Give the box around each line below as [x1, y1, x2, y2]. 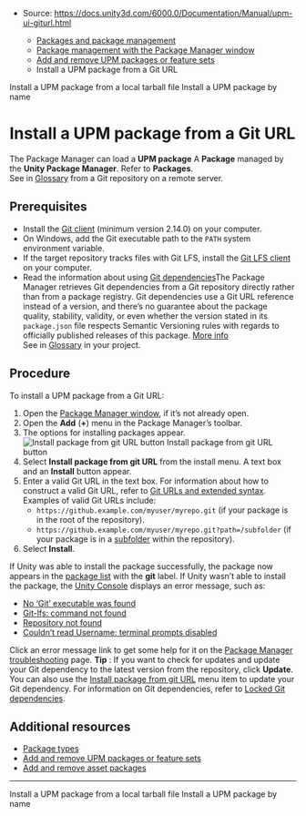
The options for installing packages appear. [22, 427, 186, 438]
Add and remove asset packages [22, 762, 148, 773]
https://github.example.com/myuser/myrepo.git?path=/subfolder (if [36, 524, 291, 535]
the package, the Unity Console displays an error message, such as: [9, 580, 266, 591]
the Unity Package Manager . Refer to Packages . [9, 163, 194, 174]
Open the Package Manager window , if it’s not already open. [22, 407, 250, 418]
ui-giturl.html [22, 17, 72, 28]
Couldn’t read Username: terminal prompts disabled [22, 627, 218, 637]
